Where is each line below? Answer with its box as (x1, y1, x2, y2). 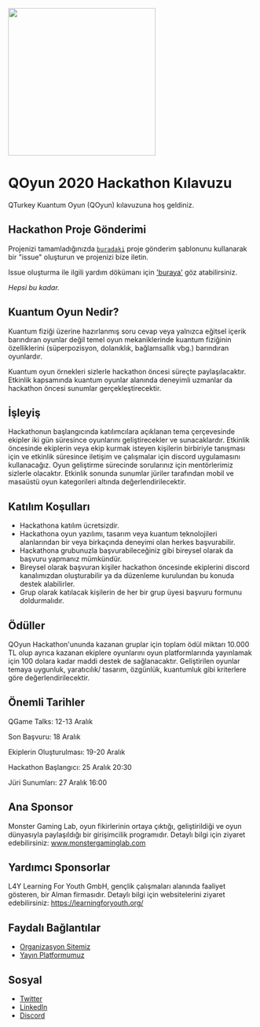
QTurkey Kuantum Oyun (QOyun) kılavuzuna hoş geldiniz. (8, 200, 195, 209)
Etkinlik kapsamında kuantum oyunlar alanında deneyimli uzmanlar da (8, 375, 233, 385)
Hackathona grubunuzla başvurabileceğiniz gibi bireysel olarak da (19, 546, 233, 555)
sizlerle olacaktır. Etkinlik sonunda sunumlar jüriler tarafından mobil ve (8, 469, 234, 478)
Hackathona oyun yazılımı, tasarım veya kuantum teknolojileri (19, 529, 218, 539)
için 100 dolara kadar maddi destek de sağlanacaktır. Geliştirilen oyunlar (8, 657, 240, 665)
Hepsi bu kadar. (8, 282, 60, 292)
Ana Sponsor (8, 801, 74, 814)
